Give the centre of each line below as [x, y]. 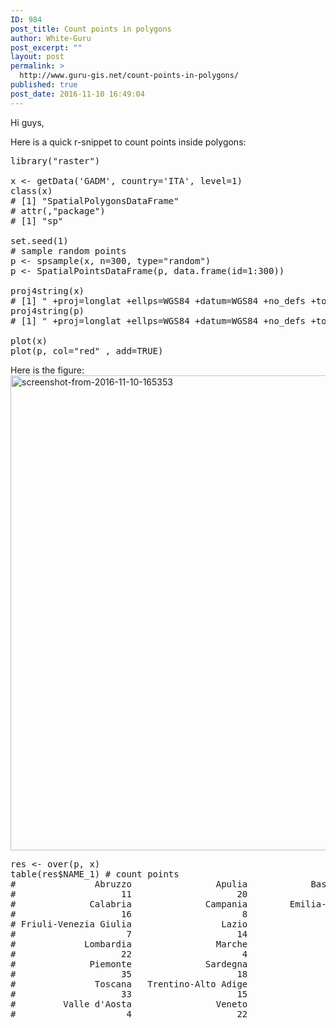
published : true [44, 85]
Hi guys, [27, 122]
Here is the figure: [47, 370]
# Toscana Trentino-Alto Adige [129, 984]
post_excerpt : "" [46, 47]
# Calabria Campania [129, 904]
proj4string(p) [47, 310]
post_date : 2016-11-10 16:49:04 [77, 94]
